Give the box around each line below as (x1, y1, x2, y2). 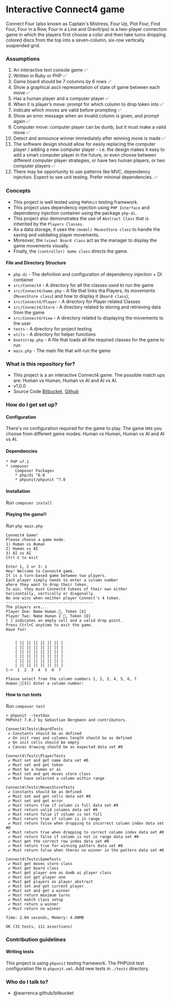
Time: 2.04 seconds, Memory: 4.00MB (6, 915, 84, 920)
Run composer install (6, 499, 53, 506)
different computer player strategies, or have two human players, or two (13, 158, 165, 164)
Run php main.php (6, 523, 43, 529)
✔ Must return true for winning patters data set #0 (8, 843, 123, 848)
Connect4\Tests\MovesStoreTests (6, 784, 75, 790)
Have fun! (6, 627, 27, 632)
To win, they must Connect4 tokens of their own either (6, 586, 127, 591)
